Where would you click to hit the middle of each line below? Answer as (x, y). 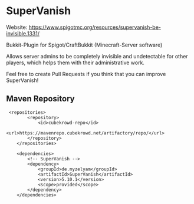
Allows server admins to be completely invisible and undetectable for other (97, 56)
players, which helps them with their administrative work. (75, 62)
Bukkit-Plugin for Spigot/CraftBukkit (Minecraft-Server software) (84, 45)
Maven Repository (40, 99)
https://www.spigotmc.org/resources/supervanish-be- (95, 27)
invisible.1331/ (23, 33)
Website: (17, 27)
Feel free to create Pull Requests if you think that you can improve (86, 74)
